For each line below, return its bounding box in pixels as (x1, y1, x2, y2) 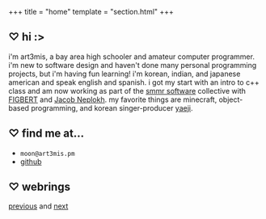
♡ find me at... (8, 127, 85, 141)
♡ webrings (8, 180, 71, 194)
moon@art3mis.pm (19, 150, 75, 158)
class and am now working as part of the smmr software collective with (8, 86, 247, 95)
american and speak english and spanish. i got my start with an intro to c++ (8, 77, 260, 87)
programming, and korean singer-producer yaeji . (31, 103, 193, 112)
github (19, 157, 42, 166)
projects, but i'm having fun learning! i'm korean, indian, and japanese (8, 69, 241, 78)
